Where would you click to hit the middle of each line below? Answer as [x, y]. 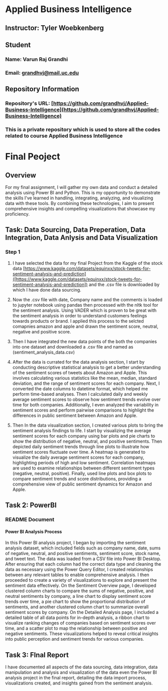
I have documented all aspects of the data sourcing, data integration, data [81, 667]
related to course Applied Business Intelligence [64, 136]
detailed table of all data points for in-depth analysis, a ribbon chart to [77, 617]
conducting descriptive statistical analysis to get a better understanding [87, 367]
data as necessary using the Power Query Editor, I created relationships [79, 570]
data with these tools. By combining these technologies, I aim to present [80, 203]
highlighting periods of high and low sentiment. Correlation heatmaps [84, 462]
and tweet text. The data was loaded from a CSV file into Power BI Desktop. [83, 559]
